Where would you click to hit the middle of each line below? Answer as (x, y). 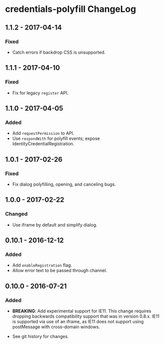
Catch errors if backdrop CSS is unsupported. (59, 52)
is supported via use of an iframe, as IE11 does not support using (78, 321)
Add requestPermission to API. (43, 133)
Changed (17, 214)
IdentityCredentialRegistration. (43, 144)
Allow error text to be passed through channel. (60, 271)
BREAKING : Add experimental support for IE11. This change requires (82, 311)
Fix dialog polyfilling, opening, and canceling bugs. (64, 184)
